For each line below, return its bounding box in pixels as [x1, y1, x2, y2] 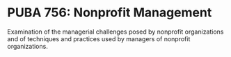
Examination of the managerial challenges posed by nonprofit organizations [7, 27, 224, 36]
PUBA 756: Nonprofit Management [7, 5, 212, 21]
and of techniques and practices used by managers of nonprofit [7, 34, 191, 43]
